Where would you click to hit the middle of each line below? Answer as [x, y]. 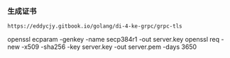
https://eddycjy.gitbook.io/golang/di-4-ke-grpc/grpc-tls [95, 26]
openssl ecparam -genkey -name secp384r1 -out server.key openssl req [114, 40]
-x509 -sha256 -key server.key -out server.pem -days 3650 [109, 47]
